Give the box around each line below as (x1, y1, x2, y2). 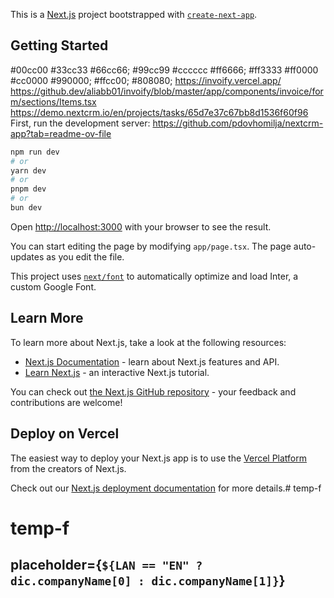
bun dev (10, 203, 43, 213)
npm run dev (10, 147, 60, 157)
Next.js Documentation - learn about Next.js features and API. (24, 355, 280, 368)
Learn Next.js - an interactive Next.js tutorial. (24, 366, 210, 378)
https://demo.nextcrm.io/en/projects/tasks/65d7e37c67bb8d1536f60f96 (10, 106, 309, 118)
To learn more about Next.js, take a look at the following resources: (10, 336, 287, 348)
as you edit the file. (46, 250, 125, 263)
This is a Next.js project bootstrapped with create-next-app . (10, 9, 258, 20)
